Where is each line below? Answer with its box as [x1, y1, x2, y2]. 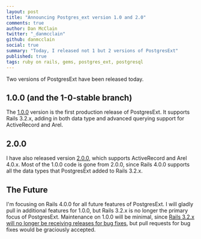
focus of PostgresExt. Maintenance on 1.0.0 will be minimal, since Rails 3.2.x [6, 213, 195, 220]
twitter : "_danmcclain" [6, 31, 66, 37]
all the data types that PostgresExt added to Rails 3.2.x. [6, 167, 143, 174]
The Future [6, 184, 48, 195]
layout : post [6, 8, 39, 15]
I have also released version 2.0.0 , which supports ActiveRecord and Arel [6, 155, 187, 162]
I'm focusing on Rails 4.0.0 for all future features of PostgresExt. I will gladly [6, 200, 194, 207]
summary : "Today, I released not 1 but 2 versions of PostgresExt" [6, 48, 179, 54]
